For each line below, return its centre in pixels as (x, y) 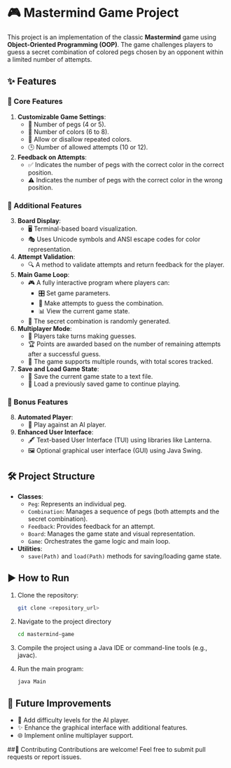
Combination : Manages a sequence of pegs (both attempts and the (124, 511)
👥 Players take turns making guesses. (82, 336)
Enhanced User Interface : (55, 432)
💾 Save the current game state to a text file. (90, 376)
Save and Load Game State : (58, 369)
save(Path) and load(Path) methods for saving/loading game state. (125, 556)
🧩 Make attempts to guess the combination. (101, 303)
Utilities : (30, 549)
